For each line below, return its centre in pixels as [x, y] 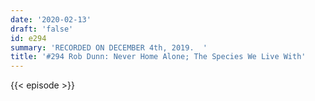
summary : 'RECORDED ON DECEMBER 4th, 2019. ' [109, 47]
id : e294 [28, 38]
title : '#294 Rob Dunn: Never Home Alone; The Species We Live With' [158, 57]
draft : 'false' [42, 29]
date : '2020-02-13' [51, 19]
